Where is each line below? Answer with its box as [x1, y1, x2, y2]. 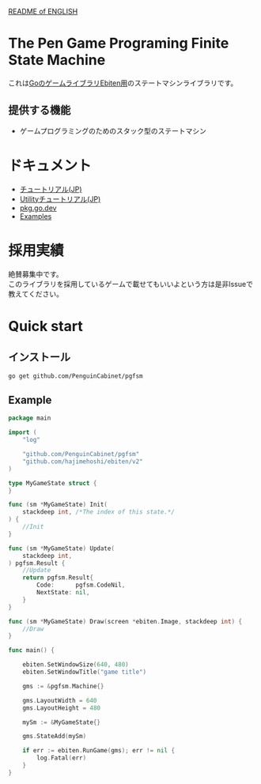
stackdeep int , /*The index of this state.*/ [22, 508, 176, 516]
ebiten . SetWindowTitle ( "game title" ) [22, 668, 147, 677]
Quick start [8, 317, 83, 335]
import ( [8, 428, 37, 437]
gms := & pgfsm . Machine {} [22, 682, 104, 690]
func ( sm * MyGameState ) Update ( [8, 545, 115, 552]
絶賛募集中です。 [8, 269, 63, 279]
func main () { [8, 646, 55, 654]
